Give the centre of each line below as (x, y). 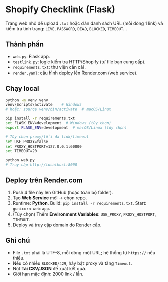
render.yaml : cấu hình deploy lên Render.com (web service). (75, 73)
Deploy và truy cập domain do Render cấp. (57, 225)
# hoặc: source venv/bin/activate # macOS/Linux (58, 109)
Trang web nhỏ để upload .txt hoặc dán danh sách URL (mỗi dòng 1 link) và (84, 23)
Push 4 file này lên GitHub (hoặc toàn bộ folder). (63, 192)
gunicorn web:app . (31, 208)
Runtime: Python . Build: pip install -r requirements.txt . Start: (79, 203)
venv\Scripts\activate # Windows (44, 105)
